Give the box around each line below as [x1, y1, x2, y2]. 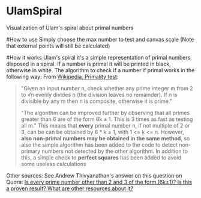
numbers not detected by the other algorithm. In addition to [41, 147, 188, 155]
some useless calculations [20, 160, 86, 167]
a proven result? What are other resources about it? [6, 185, 134, 192]
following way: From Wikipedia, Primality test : [6, 73, 119, 80]
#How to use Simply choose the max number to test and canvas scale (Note [6, 36, 194, 43]
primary [20, 147, 41, 155]
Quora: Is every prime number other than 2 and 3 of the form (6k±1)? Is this [6, 178, 192, 185]
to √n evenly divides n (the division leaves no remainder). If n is [20, 91, 178, 98]
